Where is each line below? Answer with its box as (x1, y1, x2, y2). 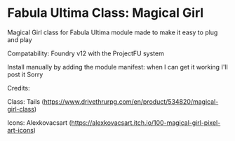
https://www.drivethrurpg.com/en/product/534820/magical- (43, 97, 219, 106)
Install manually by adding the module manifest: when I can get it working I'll (7, 62, 228, 71)
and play (7, 35, 33, 43)
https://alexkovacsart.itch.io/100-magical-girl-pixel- (71, 118, 221, 127)
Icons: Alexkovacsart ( (7, 118, 72, 127)
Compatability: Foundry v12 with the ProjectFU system (7, 49, 165, 58)
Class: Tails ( (7, 97, 44, 106)
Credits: (7, 83, 30, 92)
